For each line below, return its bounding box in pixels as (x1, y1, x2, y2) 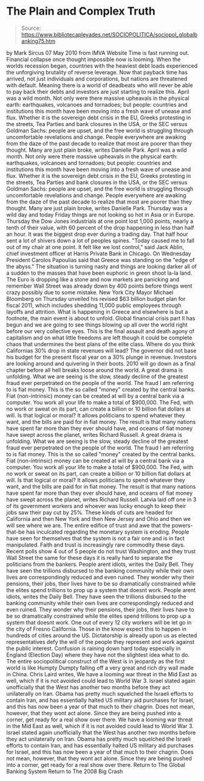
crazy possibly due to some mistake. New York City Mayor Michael (6, 288, 174, 296)
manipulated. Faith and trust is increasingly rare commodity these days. (6, 541, 185, 548)
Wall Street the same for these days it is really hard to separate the (6, 554, 173, 561)
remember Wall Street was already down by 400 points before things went (6, 282, 192, 289)
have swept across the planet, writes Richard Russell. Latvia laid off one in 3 (6, 495, 197, 503)
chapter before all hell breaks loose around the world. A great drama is (6, 366, 183, 373)
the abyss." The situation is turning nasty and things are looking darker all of (6, 263, 197, 270)
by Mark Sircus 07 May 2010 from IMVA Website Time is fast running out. (6, 49, 189, 56)
